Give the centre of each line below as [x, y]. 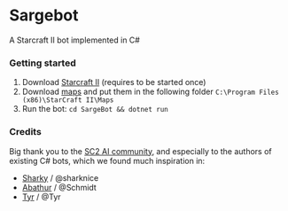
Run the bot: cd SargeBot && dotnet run [95, 109]
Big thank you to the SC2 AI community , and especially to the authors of [140, 151]
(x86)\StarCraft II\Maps [68, 100]
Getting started [43, 63]
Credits [25, 132]
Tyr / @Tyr [41, 197]
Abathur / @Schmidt [59, 187]
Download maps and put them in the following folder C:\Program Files [150, 92]
